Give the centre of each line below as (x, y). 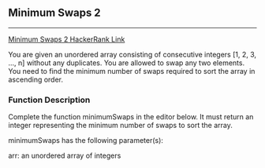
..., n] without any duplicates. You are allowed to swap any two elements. (127, 63)
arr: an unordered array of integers (65, 155)
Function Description (49, 100)
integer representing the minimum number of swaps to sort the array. (120, 126)
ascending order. (36, 79)
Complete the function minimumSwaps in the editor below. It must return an (131, 117)
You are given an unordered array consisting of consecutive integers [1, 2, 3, (132, 54)
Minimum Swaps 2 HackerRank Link (67, 39)
